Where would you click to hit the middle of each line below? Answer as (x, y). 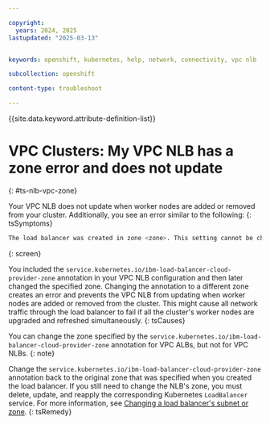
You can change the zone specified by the (78, 336)
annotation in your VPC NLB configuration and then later (150, 277)
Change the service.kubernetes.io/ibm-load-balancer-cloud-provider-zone (135, 368)
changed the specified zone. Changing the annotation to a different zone (129, 286)
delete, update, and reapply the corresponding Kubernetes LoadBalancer (128, 394)
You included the (36, 269)
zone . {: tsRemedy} (40, 411)
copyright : (27, 23)
